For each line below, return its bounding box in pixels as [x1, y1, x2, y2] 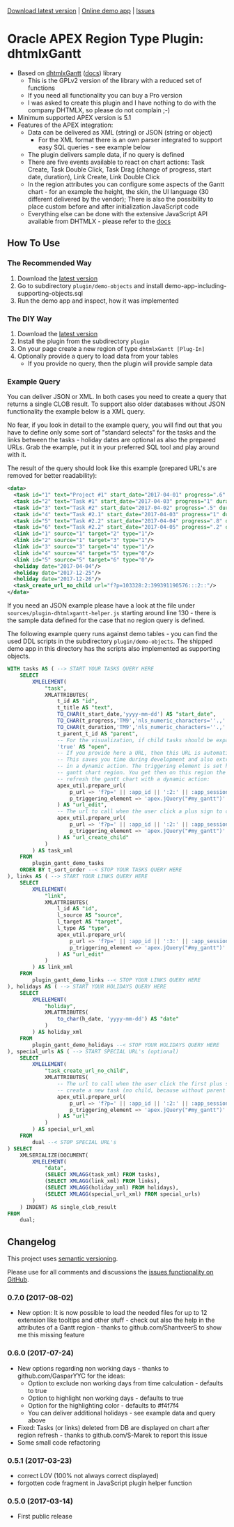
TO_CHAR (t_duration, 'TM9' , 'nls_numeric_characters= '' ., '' [56, 723, 229, 730]
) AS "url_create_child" [56, 834, 130, 841]
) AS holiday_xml [32, 1029, 82, 1036]
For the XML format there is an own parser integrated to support [38, 135, 223, 144]
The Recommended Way [7, 258, 92, 268]
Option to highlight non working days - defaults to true [27, 1394, 184, 1402]
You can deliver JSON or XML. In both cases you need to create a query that [7, 393, 227, 401]
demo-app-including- [164, 281, 227, 289]
